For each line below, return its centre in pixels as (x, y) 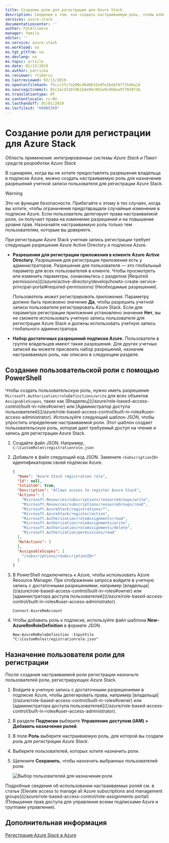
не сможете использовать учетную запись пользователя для (78, 318)
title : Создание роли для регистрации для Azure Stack (64, 10)
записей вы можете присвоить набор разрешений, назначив (78, 349)
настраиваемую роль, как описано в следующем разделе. (76, 354)
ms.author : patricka (27, 71)
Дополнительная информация (56, 823)
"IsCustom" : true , (36, 486)
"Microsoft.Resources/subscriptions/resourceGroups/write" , (86, 500)
